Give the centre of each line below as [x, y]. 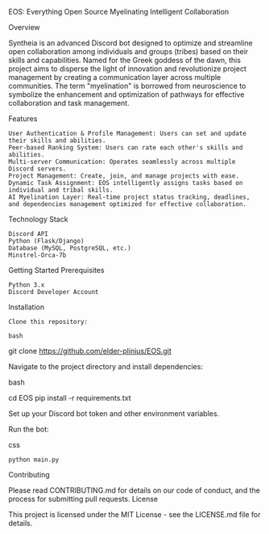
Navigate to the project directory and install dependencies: [106, 366]
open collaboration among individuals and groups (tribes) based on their [128, 51]
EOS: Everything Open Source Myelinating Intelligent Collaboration [119, 12]
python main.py [34, 460]
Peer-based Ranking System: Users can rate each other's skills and [126, 148]
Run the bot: [29, 429]
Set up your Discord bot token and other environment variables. [114, 414]
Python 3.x [27, 285]
